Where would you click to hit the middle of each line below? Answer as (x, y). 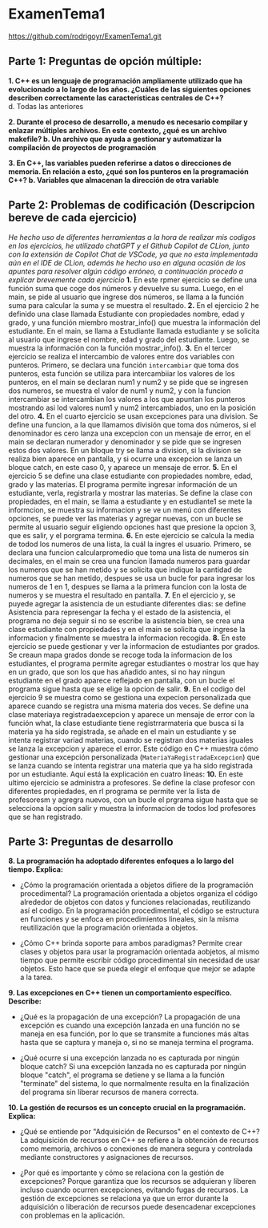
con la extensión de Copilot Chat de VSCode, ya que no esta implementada (133, 254)
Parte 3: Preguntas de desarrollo (91, 842)
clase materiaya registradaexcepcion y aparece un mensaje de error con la (132, 714)
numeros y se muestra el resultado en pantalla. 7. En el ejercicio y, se (122, 595)
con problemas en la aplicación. (72, 1215)
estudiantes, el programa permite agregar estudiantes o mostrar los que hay (134, 663)
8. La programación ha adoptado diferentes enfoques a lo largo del (121, 861)
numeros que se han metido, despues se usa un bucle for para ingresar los (132, 578)
